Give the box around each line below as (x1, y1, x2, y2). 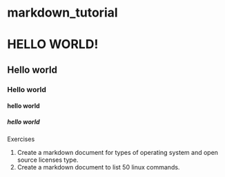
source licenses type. (17, 156, 79, 164)
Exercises (7, 135, 35, 143)
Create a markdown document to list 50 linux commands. (17, 163, 180, 171)
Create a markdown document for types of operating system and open (17, 149, 219, 157)
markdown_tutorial (7, 5, 119, 21)
